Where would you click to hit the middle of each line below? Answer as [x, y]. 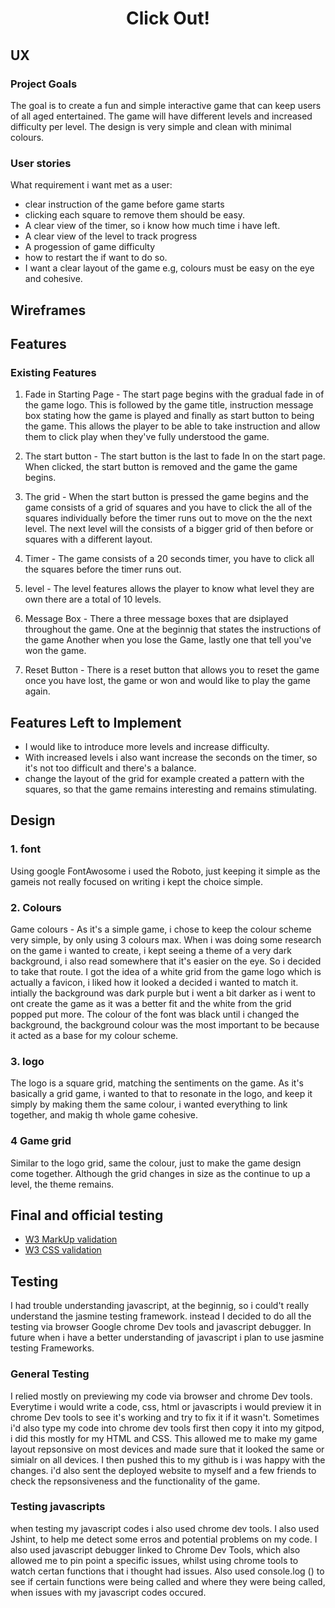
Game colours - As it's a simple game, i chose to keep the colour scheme [161, 929]
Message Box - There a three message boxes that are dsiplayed [156, 619]
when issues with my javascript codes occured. [108, 1592]
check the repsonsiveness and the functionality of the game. [135, 1481]
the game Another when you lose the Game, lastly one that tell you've [168, 640]
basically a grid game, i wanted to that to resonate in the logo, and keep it [161, 1094]
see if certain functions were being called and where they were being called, [168, 1581]
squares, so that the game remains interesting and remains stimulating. [171, 789]
